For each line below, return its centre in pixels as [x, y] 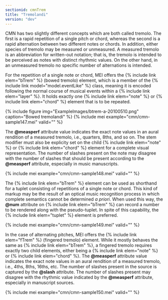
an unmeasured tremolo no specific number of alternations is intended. [78, 65]
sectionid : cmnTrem [26, 10]
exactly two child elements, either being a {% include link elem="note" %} [82, 251]
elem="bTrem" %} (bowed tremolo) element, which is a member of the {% [82, 80]
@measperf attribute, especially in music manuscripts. [62, 164]
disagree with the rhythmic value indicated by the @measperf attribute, [79, 277]
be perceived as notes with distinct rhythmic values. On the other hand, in [81, 60]
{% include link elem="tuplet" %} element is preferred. [62, 215]
